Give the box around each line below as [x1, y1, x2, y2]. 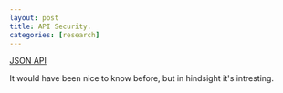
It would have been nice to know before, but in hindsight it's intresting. [9, 73, 274, 84]
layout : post [9, 13, 59, 23]
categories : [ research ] [9, 30, 100, 39]
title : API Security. [9, 22, 92, 31]
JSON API [9, 56, 47, 67]
